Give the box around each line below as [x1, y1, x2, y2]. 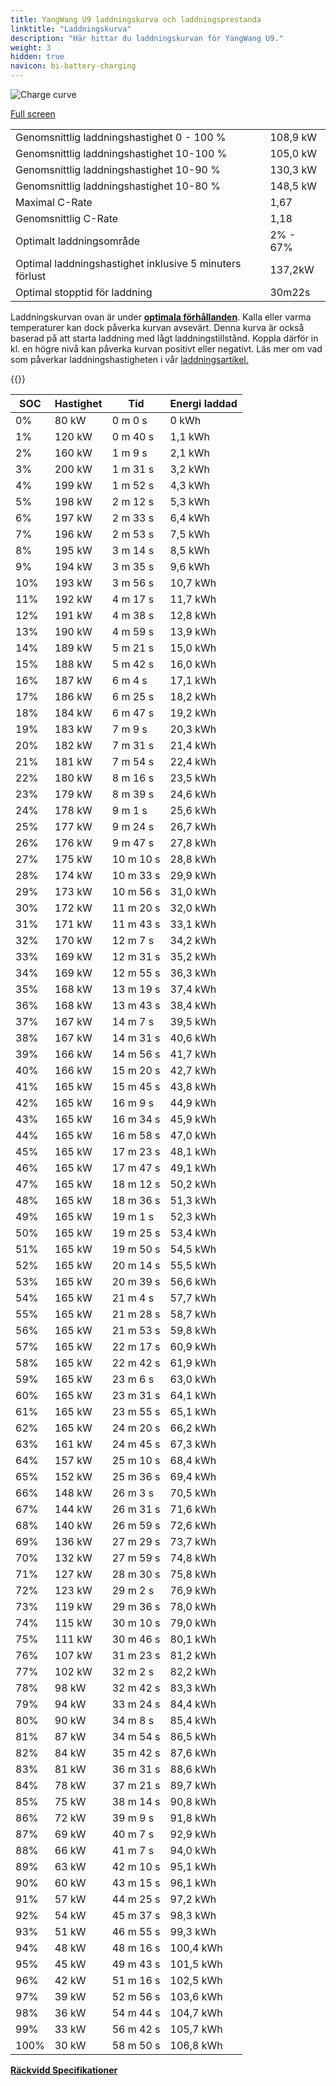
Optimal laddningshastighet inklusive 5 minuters [15, 257, 242, 270]
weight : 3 [10, 42, 52, 53]
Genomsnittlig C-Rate [15, 212, 119, 225]
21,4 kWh [169, 739, 217, 752]
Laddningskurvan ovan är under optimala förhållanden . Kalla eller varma [10, 311, 312, 323]
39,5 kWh [169, 1015, 217, 1028]
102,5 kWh [169, 1974, 223, 1987]
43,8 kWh [169, 1080, 217, 1093]
